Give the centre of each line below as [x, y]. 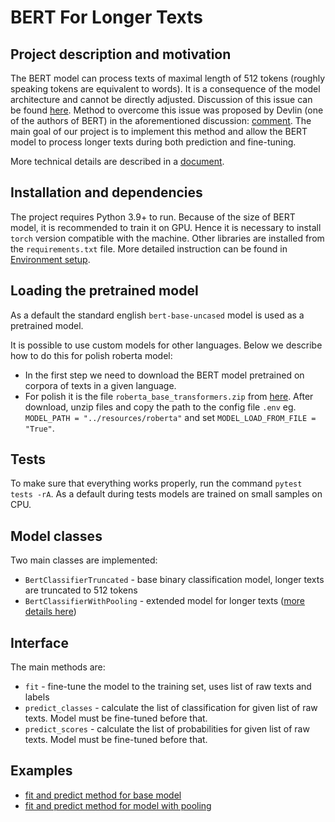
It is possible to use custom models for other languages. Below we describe [166, 345]
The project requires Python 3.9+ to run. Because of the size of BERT [153, 217]
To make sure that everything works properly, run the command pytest [156, 483]
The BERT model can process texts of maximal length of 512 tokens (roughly [168, 78]
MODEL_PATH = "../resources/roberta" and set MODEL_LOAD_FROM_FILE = [170, 417]
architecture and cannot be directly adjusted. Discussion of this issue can [161, 99]
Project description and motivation [121, 54]
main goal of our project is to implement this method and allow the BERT [159, 131]
